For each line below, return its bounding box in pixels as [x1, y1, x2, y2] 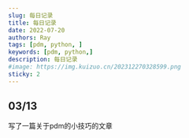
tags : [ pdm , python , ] [8, 41, 83, 49]
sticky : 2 [8, 70, 41, 78]
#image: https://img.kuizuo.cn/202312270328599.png [8, 63, 181, 71]
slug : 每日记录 [8, 11, 54, 20]
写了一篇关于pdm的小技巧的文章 [8, 121, 113, 131]
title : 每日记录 [8, 19, 57, 27]
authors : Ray [8, 33, 51, 42]
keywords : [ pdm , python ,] [8, 48, 93, 56]
